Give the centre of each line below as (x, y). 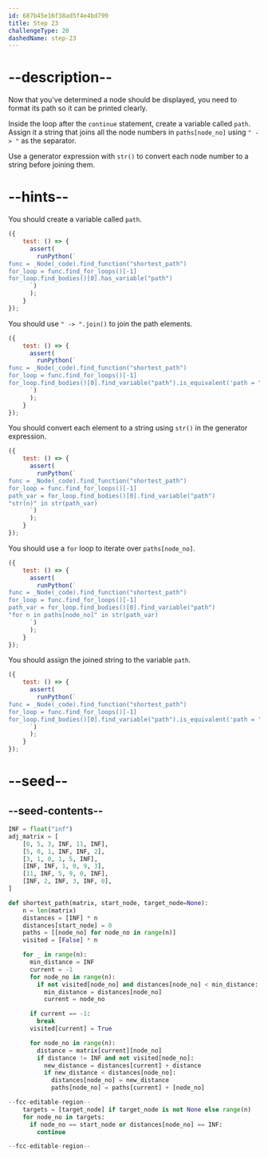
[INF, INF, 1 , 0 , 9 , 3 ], (64, 866)
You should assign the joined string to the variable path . (100, 660)
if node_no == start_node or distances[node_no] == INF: (126, 1124)
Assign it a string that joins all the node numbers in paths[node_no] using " (130, 132)
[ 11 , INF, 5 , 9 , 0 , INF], (66, 874)
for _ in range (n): (55, 955)
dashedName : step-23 (43, 38)
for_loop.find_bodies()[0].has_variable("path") (91, 278)
